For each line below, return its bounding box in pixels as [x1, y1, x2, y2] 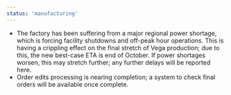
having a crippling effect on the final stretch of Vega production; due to [16, 43, 220, 52]
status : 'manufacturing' [6, 10, 78, 17]
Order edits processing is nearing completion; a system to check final [16, 73, 216, 81]
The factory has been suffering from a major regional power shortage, [16, 29, 217, 37]
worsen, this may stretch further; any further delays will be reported [16, 58, 211, 66]
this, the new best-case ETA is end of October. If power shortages [16, 51, 206, 59]
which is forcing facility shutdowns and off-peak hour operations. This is [16, 36, 224, 45]
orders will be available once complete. [16, 80, 129, 88]
